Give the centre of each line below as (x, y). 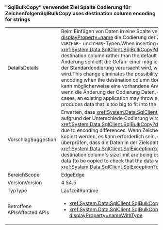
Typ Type (17, 191)
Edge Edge (73, 175)
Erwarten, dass (78, 112)
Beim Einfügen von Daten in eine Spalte (106, 32)
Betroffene (20, 207)
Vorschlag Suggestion (32, 140)
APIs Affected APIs (28, 212)
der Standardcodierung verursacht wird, (107, 68)
